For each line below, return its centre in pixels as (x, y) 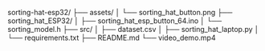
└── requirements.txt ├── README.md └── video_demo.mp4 (112, 37)
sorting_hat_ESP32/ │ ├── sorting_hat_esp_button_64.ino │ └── (115, 21)
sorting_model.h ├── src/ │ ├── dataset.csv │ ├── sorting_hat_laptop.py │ (133, 29)
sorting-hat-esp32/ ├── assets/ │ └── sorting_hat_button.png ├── (120, 12)
